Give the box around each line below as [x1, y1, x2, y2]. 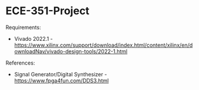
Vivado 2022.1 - [14, 35, 53, 42]
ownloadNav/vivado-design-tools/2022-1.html [14, 47, 128, 54]
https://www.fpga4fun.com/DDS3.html [14, 77, 109, 84]
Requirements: [5, 24, 41, 31]
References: [5, 59, 35, 66]
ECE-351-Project [5, 4, 90, 18]
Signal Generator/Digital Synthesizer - [14, 70, 108, 78]
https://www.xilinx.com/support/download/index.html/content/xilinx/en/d [14, 41, 193, 49]
